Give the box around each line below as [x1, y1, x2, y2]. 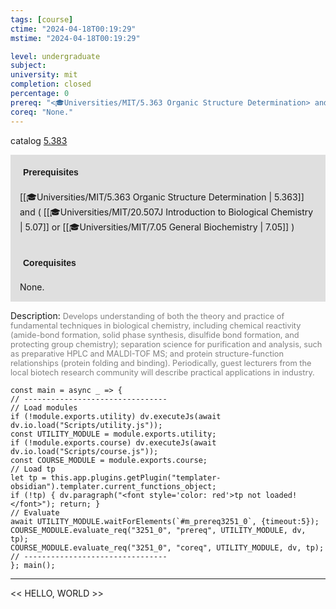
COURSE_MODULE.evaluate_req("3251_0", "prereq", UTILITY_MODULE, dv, [10, 525, 307, 535]
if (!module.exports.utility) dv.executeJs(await [10, 411, 222, 421]
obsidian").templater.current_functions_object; [10, 481, 217, 491]
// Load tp [10, 464, 56, 474]
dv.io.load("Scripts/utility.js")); [10, 420, 163, 430]
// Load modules [10, 402, 78, 413]
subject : [10, 61, 47, 71]
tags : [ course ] [10, 14, 74, 25]
